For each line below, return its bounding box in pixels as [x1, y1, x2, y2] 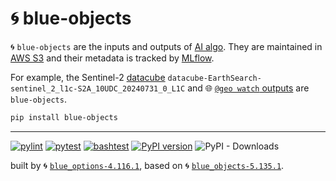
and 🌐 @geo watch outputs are [187, 82, 310, 94]
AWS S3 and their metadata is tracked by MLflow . [10, 52, 215, 64]
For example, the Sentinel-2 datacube [10, 71, 166, 83]
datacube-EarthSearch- [167, 73, 262, 83]
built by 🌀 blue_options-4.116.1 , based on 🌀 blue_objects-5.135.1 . [10, 159, 285, 171]
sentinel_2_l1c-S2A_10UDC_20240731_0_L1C [10, 83, 186, 94]
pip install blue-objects [10, 112, 118, 122]
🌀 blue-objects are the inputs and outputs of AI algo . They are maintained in [10, 40, 323, 52]
